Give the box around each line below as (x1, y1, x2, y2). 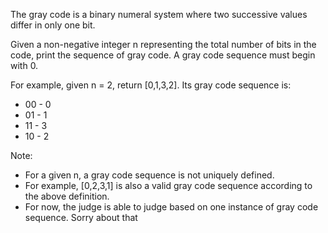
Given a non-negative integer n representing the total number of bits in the (10, 39, 317, 50)
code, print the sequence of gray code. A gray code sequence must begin (10, 49, 316, 61)
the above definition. (24, 190, 110, 202)
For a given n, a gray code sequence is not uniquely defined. (24, 169, 275, 181)
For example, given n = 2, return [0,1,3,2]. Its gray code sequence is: (10, 79, 292, 91)
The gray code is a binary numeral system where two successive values (10, 9, 308, 20)
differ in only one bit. (10, 19, 96, 31)
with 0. (10, 60, 39, 71)
